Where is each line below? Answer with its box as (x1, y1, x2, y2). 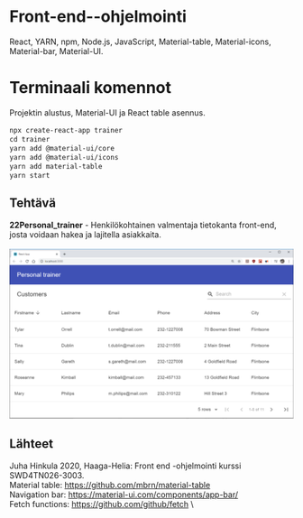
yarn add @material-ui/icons (9, 153, 119, 162)
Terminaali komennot (9, 78, 171, 98)
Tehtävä (9, 196, 57, 211)
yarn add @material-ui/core (9, 143, 115, 153)
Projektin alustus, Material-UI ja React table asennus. (9, 106, 206, 118)
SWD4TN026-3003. (9, 469, 85, 480)
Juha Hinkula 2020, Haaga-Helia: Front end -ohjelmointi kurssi (9, 460, 242, 471)
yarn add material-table (9, 162, 103, 171)
